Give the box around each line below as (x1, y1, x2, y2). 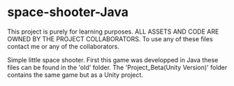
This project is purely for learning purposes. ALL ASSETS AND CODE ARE (7, 27, 219, 36)
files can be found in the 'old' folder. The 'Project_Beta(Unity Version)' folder (7, 63, 228, 71)
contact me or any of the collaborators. (7, 42, 120, 50)
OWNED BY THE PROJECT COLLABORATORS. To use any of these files (7, 34, 213, 43)
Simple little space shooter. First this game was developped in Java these (7, 55, 219, 64)
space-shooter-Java (7, 4, 129, 20)
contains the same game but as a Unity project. (7, 71, 143, 79)
